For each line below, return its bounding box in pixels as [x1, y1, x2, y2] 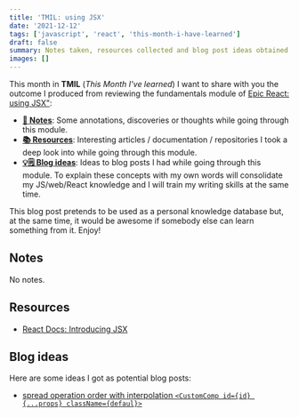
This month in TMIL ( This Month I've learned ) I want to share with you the [9, 79, 279, 89]
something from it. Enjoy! [9, 225, 101, 236]
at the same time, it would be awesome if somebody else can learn [9, 215, 255, 226]
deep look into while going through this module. [21, 148, 198, 157]
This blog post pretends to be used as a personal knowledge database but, [9, 206, 285, 216]
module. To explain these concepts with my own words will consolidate [21, 170, 283, 180]
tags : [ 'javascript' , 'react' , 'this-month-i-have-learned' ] [9, 29, 241, 38]
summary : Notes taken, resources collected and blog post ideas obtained [9, 46, 289, 55]
